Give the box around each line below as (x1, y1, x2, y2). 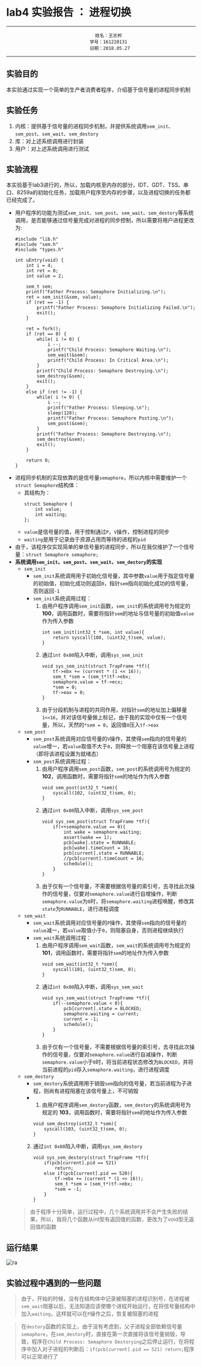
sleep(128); (47, 410, 78, 416)
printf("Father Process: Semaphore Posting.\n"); (47, 415, 174, 421)
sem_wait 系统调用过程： (32, 934, 92, 942)
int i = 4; (26, 262, 54, 269)
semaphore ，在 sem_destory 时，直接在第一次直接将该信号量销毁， (20, 1330, 180, 1337)
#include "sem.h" (14, 241, 59, 247)
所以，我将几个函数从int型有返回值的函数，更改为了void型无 (40, 1215, 189, 1223)
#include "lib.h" (14, 236, 59, 243)
